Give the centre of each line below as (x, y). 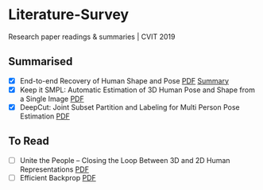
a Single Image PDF (52, 99)
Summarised (41, 62)
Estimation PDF (44, 116)
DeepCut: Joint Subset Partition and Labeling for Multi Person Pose (130, 107)
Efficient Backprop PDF (58, 177)
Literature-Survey (69, 15)
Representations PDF (54, 169)
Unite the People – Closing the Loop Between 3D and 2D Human (125, 160)
